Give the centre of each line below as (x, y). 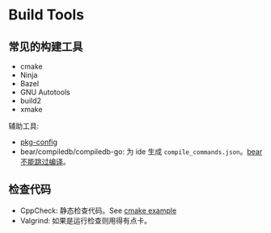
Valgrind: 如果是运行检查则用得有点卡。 (86, 220)
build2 (31, 101)
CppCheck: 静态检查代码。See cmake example (98, 210)
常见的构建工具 (46, 46)
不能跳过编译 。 (45, 162)
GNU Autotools (45, 92)
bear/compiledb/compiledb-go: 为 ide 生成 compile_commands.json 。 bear (141, 152)
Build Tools (47, 15)
